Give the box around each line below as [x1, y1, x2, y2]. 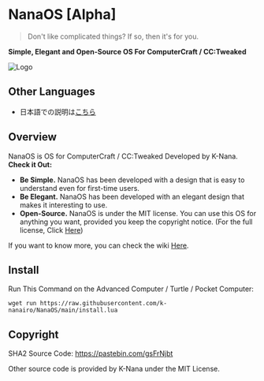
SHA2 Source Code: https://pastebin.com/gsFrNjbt [8, 349, 173, 358]
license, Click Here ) [19, 225, 84, 234]
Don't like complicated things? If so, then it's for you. [27, 32, 199, 41]
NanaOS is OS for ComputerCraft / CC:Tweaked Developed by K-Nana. [8, 151, 238, 161]
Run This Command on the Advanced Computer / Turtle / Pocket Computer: [8, 284, 255, 293]
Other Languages [8, 85, 96, 99]
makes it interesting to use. [19, 200, 108, 210]
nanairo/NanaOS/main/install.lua [8, 306, 118, 315]
